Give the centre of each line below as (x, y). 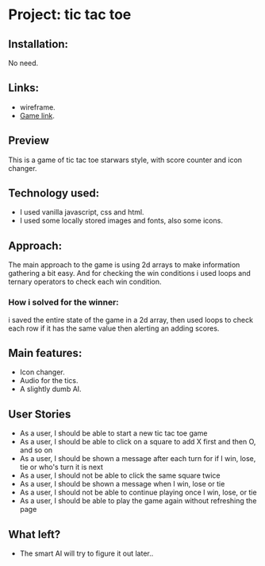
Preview (29, 141)
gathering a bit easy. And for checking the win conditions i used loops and (130, 273)
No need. (23, 63)
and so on (36, 450)
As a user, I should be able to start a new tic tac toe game (113, 433)
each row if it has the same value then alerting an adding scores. (114, 328)
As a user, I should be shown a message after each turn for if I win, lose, (138, 459)
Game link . (37, 115)
